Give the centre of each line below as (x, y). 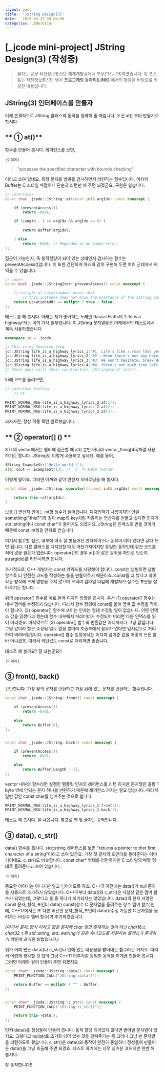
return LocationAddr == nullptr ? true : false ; (64, 302)
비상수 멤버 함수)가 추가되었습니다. (51, 917)
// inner (14, 280)
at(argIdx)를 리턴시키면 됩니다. (34, 559)
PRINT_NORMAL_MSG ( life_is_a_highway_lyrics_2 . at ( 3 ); (60, 412)
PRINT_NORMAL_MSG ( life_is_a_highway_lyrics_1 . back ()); (62, 810)
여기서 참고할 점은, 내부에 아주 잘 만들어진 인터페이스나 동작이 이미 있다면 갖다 (79, 541)
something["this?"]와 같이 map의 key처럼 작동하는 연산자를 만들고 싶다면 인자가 (82, 518)
